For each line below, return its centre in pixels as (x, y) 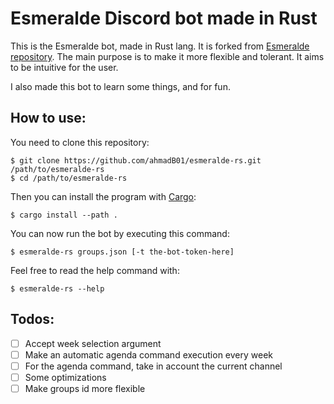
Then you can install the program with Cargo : (103, 196)
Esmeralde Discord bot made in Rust (164, 18)
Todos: (32, 319)
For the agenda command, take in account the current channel (153, 366)
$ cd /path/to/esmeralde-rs (69, 178)
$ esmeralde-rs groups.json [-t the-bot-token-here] (122, 252)
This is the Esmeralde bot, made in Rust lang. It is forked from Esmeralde (160, 46)
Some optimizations (65, 377)
